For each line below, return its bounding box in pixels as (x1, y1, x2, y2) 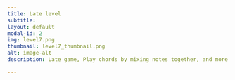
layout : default (7, 23, 55, 30)
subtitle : (7, 17, 37, 24)
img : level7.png (7, 36, 55, 44)
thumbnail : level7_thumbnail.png (7, 43, 106, 50)
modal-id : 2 (7, 29, 42, 37)
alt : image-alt (7, 50, 52, 57)
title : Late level (7, 10, 61, 18)
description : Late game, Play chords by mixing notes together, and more (7, 56, 229, 63)
